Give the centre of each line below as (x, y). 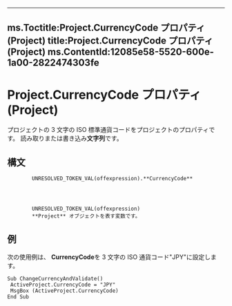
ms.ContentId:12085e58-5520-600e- (130, 52)
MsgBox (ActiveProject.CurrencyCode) (64, 291)
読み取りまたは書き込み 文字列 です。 (71, 138)
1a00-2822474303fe (54, 63)
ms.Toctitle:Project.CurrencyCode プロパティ (106, 28)
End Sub (18, 297)
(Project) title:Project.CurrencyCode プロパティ (110, 41)
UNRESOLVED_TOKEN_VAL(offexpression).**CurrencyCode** (113, 179)
